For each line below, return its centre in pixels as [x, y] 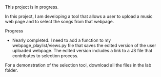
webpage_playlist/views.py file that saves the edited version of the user [84, 45]
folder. [11, 70]
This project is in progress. [32, 7]
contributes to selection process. [45, 56]
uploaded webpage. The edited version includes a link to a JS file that [82, 51]
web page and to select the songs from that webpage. [60, 22]
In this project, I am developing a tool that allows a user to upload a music [79, 16]
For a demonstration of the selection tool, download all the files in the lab [78, 65]
